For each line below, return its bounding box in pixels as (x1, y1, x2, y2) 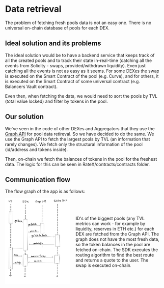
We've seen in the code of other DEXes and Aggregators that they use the (5, 125, 155, 131)
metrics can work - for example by (75, 220, 146, 227)
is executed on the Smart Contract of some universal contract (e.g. (5, 78, 140, 84)
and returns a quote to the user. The (75, 257, 149, 263)
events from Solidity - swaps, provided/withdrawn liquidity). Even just (5, 62, 146, 68)
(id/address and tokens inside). (5, 146, 68, 152)
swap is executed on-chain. (75, 262, 132, 268)
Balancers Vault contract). (5, 84, 58, 89)
